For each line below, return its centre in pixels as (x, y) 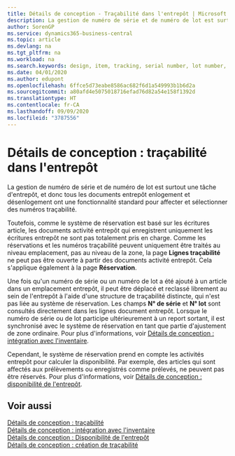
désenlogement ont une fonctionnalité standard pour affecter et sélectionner (117, 202)
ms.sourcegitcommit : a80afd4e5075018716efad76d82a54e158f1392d (101, 92)
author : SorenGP (31, 27)
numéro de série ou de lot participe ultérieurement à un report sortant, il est (116, 318)
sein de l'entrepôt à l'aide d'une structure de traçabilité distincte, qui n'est (114, 296)
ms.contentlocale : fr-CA (43, 105)
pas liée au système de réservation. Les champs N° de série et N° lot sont (114, 303)
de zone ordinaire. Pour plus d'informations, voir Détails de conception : (111, 333)
